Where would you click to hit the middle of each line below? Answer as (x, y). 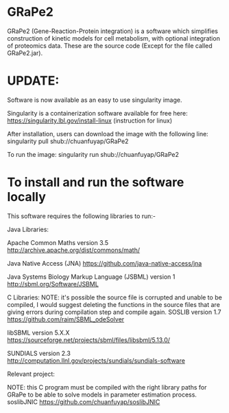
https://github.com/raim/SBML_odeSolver (66, 319)
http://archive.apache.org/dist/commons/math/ (74, 250)
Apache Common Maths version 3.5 (58, 242)
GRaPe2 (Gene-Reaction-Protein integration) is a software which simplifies (112, 31)
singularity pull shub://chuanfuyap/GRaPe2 (68, 141)
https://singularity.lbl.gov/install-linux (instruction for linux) (90, 120)
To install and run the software (96, 182)
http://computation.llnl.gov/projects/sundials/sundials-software (96, 360)
